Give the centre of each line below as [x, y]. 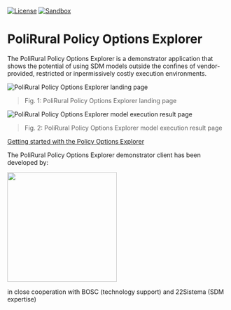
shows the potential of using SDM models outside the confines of [101, 66]
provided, [21, 73]
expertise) [22, 299]
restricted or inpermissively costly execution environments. [121, 73]
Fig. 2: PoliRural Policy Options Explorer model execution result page [123, 128]
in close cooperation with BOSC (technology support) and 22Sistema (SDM [115, 292]
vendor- [209, 66]
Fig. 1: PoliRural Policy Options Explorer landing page [100, 100]
